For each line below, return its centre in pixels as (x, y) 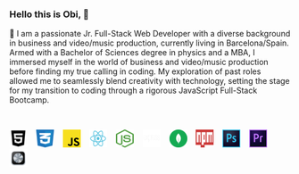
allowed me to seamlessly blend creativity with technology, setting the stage (149, 81)
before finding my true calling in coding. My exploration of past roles (135, 71)
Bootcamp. (29, 100)
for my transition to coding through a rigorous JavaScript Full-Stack (133, 91)
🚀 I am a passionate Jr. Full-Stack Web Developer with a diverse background (150, 34)
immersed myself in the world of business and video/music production (139, 62)
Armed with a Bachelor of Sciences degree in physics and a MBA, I (133, 53)
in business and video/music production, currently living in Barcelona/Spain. (149, 43)
